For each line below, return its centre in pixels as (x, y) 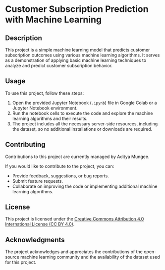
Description (24, 38)
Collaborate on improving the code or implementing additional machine (85, 186)
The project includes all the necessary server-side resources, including (85, 124)
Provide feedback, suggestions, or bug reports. (60, 176)
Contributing (25, 145)
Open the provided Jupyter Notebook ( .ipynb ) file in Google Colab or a (84, 103)
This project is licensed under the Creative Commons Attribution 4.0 (75, 219)
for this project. (21, 262)
